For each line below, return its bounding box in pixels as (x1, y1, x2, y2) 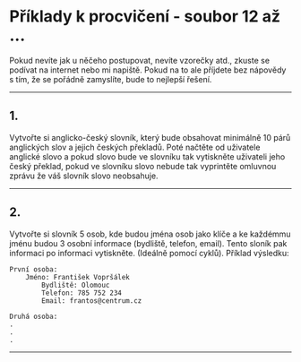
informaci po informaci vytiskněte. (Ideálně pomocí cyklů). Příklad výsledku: (9, 247, 289, 258)
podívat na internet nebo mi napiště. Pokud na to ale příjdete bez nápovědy (9, 65, 287, 75)
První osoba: (9, 264, 58, 274)
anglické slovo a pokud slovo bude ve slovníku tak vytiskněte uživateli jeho (9, 151, 286, 162)
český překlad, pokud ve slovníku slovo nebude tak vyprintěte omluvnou (9, 160, 277, 171)
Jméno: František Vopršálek (25, 272, 130, 281)
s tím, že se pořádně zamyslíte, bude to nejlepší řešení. (9, 73, 212, 84)
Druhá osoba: (9, 312, 58, 321)
